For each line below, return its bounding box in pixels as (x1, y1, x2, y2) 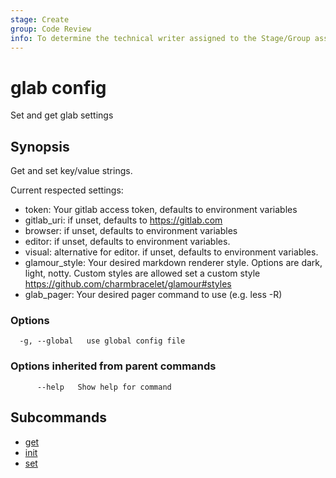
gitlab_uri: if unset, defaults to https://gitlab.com (24, 214, 223, 226)
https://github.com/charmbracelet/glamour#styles (24, 278, 232, 290)
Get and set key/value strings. (10, 165, 133, 177)
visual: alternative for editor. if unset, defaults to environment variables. (24, 246, 319, 258)
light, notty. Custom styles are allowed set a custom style (24, 267, 261, 280)
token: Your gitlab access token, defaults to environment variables (24, 204, 298, 216)
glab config (10, 76, 107, 99)
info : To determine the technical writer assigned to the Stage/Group (10, 33, 311, 43)
